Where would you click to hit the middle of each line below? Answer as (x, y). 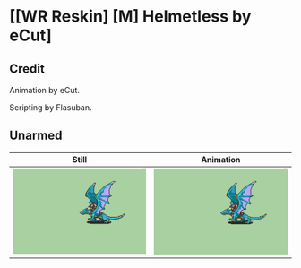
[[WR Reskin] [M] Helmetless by (130, 17)
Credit (27, 69)
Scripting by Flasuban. (51, 108)
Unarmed (36, 136)
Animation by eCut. (45, 90)
